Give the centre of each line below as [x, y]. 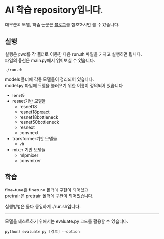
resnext [27, 127]
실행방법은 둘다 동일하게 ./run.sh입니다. [43, 206]
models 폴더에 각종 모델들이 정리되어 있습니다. [50, 79]
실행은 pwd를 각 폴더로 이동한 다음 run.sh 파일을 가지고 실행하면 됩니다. [73, 54]
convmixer [30, 160]
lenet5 [19, 95]
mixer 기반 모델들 [29, 149]
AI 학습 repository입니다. [54, 10]
